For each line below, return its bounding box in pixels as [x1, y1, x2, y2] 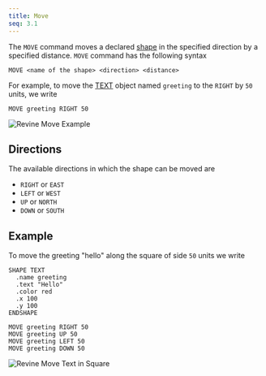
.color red [15, 287, 53, 296]
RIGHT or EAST [19, 179, 65, 189]
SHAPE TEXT [8, 266, 45, 274]
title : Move [8, 11, 49, 20]
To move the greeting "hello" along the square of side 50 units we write [8, 251, 246, 261]
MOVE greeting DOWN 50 [8, 344, 85, 353]
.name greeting [15, 274, 67, 282]
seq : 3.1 [8, 19, 38, 28]
